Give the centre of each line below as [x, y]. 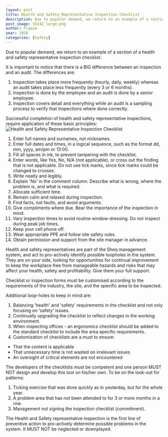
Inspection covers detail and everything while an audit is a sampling [83, 103]
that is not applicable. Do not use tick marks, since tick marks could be [85, 165]
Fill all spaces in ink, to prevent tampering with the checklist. [75, 154]
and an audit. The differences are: [40, 72]
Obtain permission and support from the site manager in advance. [81, 240]
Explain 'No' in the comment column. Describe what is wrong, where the [87, 181]
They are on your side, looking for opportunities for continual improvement [82, 260]
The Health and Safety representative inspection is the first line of [73, 418]
